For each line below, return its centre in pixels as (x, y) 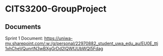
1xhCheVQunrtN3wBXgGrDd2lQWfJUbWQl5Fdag (54, 49)
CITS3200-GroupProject (56, 9)
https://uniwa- (58, 38)
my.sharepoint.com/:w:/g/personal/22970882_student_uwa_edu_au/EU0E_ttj (81, 43)
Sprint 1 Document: (24, 38)
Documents (23, 27)
